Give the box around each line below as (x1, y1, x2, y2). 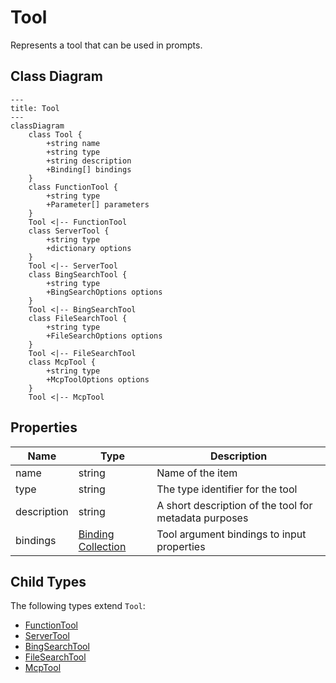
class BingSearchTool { (28, 269, 128, 280)
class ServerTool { (28, 226, 110, 236)
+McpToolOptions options (46, 374, 150, 385)
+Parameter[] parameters (46, 199, 150, 210)
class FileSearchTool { (28, 313, 128, 323)
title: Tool (10, 103, 60, 113)
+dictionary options (46, 243, 132, 253)
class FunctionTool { (28, 182, 118, 192)
